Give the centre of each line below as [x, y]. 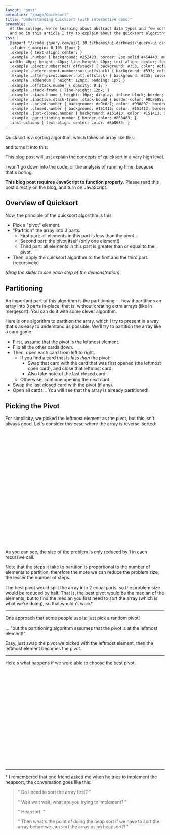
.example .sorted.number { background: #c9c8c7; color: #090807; [80, 104]
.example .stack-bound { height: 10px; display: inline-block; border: [87, 95]
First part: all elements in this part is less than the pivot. [78, 236]
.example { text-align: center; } [46, 52]
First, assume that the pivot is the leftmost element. [66, 342]
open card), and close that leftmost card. [70, 369]
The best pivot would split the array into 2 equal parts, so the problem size [83, 588]
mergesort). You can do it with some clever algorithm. [61, 311]
